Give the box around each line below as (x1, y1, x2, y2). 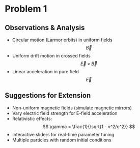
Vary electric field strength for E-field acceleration (12, 110, 118, 116)
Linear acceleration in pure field (12, 69, 79, 74)
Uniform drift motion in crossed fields (12, 53, 91, 58)
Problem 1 (5, 3, 47, 15)
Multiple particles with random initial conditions (12, 137, 111, 143)
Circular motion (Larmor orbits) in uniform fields (12, 37, 113, 43)
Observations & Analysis (5, 23, 85, 32)
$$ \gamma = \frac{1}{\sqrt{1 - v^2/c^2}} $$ (42, 123, 135, 130)
